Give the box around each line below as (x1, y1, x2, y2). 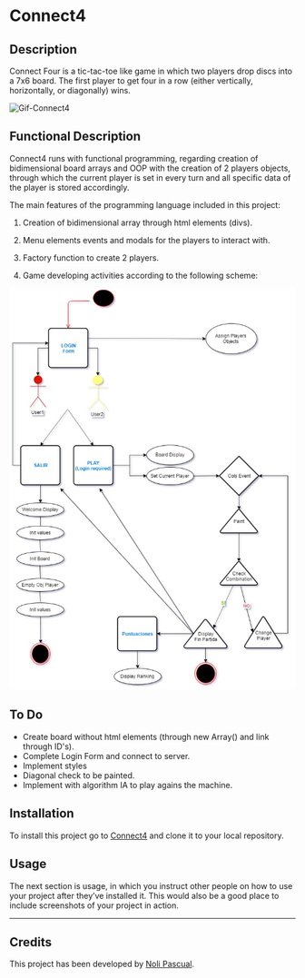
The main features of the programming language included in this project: (9, 199, 281, 210)
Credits (9, 934, 53, 950)
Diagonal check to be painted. (22, 769, 135, 781)
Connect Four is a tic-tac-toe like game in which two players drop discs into (9, 65, 293, 76)
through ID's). (22, 741, 74, 752)
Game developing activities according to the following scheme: (22, 270, 259, 281)
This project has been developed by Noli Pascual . (9, 959, 195, 970)
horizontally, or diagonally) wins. (9, 85, 132, 95)
